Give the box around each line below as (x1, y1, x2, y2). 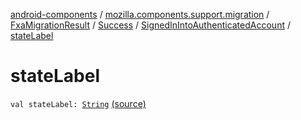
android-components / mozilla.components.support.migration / (10, 9, 270, 20)
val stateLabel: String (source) (10, 97, 147, 109)
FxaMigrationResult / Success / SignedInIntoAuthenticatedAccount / (10, 19, 291, 31)
